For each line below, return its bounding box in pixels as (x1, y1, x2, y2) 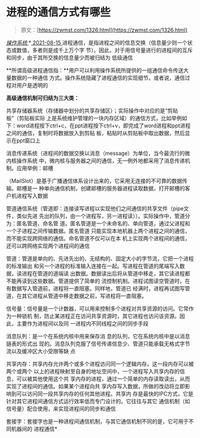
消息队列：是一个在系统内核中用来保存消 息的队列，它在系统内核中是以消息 (6, 332, 190, 339)
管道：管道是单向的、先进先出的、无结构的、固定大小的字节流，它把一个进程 (6, 255, 194, 262)
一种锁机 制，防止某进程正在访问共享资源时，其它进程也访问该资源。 (11, 312, 180, 320)
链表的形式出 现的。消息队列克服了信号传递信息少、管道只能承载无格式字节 (6, 340, 190, 347)
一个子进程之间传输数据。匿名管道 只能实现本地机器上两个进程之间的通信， (6, 227, 190, 234)
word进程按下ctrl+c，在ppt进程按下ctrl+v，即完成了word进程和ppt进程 (16, 122, 191, 129)
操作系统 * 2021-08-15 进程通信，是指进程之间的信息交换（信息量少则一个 (6, 39, 187, 46)
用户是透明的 (16, 81, 48, 88)
